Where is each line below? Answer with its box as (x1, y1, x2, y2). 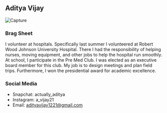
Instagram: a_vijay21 (12, 97, 54, 103)
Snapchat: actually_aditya (12, 91, 65, 97)
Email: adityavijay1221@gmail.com (12, 102, 83, 108)
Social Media (5, 80, 37, 87)
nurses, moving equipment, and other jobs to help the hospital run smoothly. (5, 52, 162, 58)
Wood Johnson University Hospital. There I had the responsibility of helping (5, 46, 161, 52)
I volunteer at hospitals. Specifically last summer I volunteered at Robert (5, 41, 153, 47)
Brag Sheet (5, 29, 33, 36)
